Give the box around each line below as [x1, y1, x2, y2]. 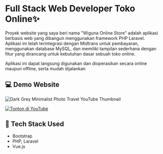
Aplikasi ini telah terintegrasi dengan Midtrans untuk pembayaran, [5, 40, 139, 46]
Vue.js [12, 143, 26, 149]
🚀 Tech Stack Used [5, 120, 64, 128]
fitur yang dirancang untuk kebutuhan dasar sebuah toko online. [5, 51, 136, 57]
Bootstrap [12, 133, 33, 139]
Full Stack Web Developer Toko [5, 3, 135, 14]
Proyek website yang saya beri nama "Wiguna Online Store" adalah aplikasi [5, 30, 158, 36]
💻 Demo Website [5, 81, 60, 89]
